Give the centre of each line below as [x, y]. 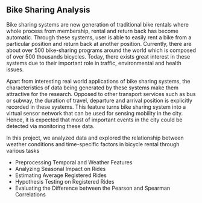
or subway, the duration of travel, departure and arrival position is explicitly [99, 100]
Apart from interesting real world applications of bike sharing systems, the [98, 81]
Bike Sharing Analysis [48, 10]
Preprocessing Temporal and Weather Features [74, 162]
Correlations [30, 194]
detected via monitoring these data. [50, 126]
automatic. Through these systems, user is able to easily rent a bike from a [99, 37]
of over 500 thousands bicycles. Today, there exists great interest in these [98, 56]
